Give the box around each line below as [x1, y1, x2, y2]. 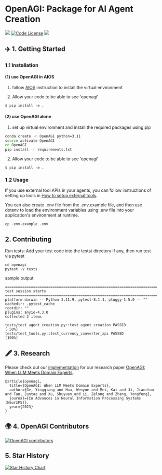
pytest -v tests [5, 267, 38, 272]
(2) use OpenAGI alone [5, 114, 52, 120]
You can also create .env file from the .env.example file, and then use [5, 202, 142, 208]
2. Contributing [5, 235, 52, 243]
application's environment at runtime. [5, 212, 79, 218]
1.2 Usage [5, 177, 29, 184]
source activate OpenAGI [5, 138, 55, 143]
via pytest [5, 253, 25, 259]
